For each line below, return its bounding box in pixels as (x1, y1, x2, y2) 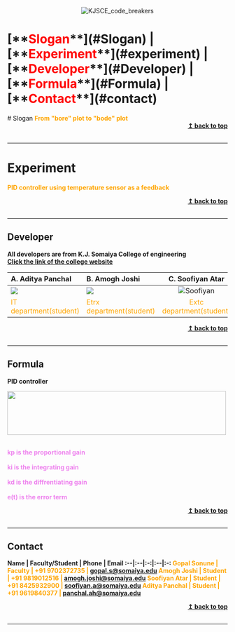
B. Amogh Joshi (86, 274, 141, 283)
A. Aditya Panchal (10, 274, 72, 283)
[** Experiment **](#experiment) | (7, 46, 208, 62)
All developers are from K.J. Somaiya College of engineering (7, 250, 187, 258)
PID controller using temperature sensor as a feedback (7, 183, 170, 191)
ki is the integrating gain (7, 463, 79, 471)
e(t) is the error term (7, 492, 68, 501)
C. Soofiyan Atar (168, 274, 225, 283)
